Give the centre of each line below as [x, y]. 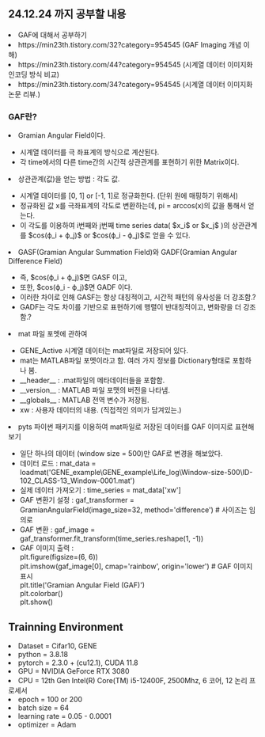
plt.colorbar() [41, 594]
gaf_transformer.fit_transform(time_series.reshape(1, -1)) [112, 539]
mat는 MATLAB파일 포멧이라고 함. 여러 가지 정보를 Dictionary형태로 [125, 361]
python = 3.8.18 [44, 654]
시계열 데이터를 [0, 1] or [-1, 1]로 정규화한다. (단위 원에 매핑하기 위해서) [129, 196]
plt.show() [36, 602]
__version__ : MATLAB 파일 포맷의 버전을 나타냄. [95, 390]
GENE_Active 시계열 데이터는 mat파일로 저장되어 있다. [104, 351]
